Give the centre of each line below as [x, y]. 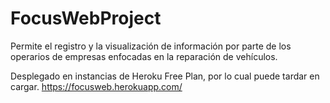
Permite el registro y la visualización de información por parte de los [151, 46]
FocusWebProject [86, 18]
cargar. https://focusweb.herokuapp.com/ [96, 86]
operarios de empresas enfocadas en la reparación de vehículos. [144, 56]
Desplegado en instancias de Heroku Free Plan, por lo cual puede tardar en [165, 76]
